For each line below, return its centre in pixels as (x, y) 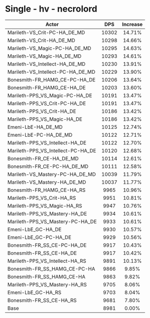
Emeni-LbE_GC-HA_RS (34, 292)
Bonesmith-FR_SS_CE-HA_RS (42, 300)
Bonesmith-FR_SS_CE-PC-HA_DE (47, 245)
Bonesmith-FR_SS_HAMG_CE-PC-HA (51, 269)
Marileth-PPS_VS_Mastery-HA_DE (47, 213)
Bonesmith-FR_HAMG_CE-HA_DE (47, 87)
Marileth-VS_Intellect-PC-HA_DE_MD (51, 72)
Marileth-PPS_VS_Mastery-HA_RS (47, 285)
